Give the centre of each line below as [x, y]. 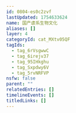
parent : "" [20, 84]
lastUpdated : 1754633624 [37, 17]
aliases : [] [21, 28]
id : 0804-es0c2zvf [29, 12]
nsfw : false [21, 78]
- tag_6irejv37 [30, 56]
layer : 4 [17, 34]
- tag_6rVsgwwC [30, 51]
